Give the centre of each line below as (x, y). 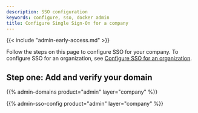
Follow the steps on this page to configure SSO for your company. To (92, 52)
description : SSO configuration (47, 12)
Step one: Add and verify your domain (79, 77)
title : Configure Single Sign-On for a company (68, 23)
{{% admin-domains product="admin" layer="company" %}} (82, 92)
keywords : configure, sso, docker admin (58, 18)
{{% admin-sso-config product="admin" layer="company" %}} (85, 104)
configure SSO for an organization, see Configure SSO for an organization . (99, 59)
